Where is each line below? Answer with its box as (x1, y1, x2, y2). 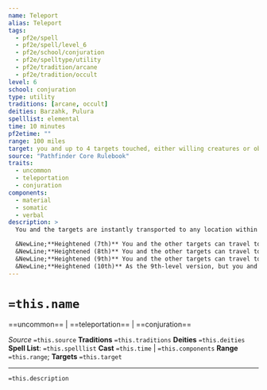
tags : (8, 26, 26, 34)
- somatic (15, 203, 48, 211)
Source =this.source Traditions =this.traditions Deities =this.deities (8, 335, 246, 345)
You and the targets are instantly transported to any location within (15, 226, 258, 234)
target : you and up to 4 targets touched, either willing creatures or (8, 145, 250, 153)
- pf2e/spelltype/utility (15, 56, 102, 64)
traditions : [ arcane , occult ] (8, 100, 109, 108)
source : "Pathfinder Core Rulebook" (8, 152, 130, 160)
